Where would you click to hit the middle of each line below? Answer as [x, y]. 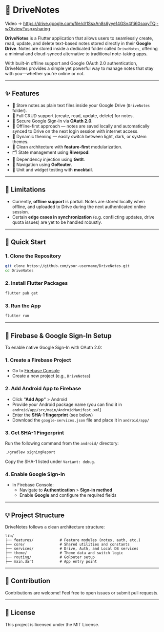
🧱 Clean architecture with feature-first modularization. [67, 147]
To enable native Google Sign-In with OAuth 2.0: [54, 348]
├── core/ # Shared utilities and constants [68, 545]
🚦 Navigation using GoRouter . [42, 164]
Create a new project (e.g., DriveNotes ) [51, 376]
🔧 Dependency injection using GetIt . [49, 159]
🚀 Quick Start [26, 242]
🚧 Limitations [25, 190]
